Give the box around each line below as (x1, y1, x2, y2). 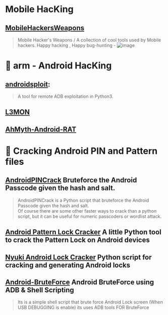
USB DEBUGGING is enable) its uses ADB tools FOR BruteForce (17, 304, 149, 310)
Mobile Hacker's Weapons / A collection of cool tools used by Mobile (17, 37, 161, 43)
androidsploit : (5, 80, 50, 89)
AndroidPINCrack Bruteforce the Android (5, 176, 137, 184)
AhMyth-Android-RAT (5, 125, 77, 134)
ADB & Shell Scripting (5, 286, 74, 294)
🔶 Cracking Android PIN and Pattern (5, 145, 158, 157)
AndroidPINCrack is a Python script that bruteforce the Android (17, 197, 149, 203)
